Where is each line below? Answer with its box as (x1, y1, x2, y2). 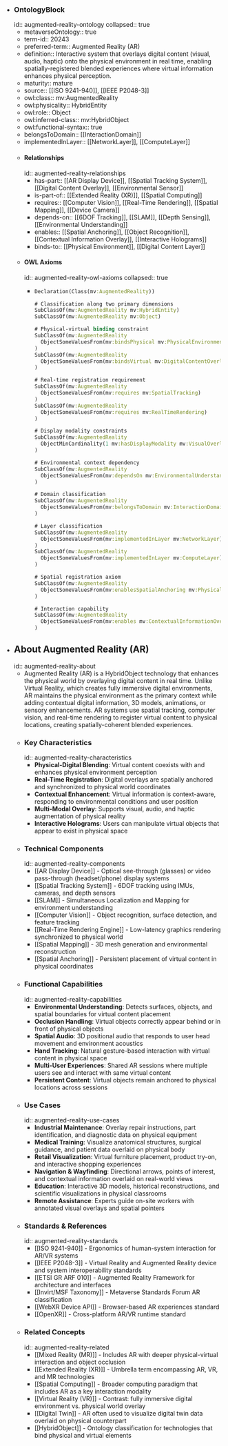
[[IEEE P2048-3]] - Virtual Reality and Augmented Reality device (34, 1259, 217, 1267)
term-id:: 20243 (23, 35, 70, 43)
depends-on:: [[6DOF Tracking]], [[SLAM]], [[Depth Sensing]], (34, 212, 211, 221)
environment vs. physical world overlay (34, 1402, 146, 1410)
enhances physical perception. (23, 72, 112, 80)
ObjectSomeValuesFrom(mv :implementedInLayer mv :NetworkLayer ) (40, 535, 223, 542)
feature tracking (34, 918, 80, 927)
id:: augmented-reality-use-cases (23, 1116, 120, 1125)
